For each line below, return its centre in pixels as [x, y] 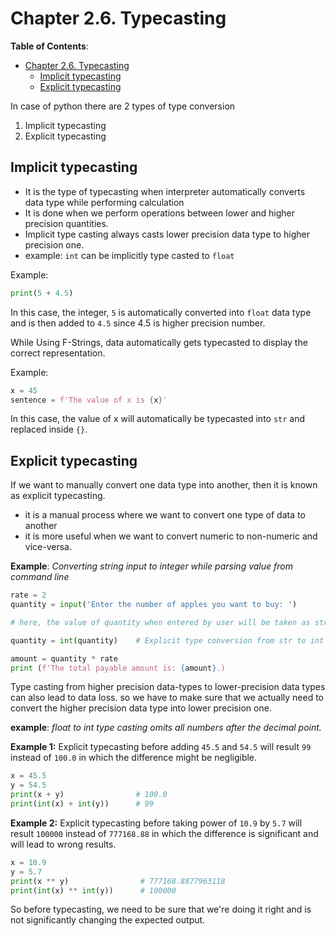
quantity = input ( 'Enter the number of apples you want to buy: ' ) [154, 605]
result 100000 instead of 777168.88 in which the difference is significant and [164, 833]
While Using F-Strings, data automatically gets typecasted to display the [159, 342]
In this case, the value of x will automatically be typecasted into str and [158, 419]
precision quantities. [66, 223]
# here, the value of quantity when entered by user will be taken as [160, 622]
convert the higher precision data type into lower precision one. [141, 708]
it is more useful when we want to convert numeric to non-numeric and [171, 536]
